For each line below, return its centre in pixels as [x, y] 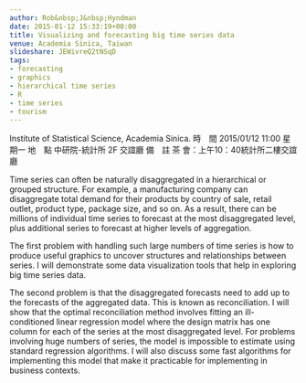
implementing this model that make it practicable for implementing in [138, 361]
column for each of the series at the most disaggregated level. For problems [153, 332]
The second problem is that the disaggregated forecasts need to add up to [150, 293]
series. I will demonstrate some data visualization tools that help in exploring [153, 265]
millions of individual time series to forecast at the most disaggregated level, [153, 218]
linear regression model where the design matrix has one [164, 322]
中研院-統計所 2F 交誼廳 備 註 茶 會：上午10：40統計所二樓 [167, 150]
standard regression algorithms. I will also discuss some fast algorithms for [150, 351]
